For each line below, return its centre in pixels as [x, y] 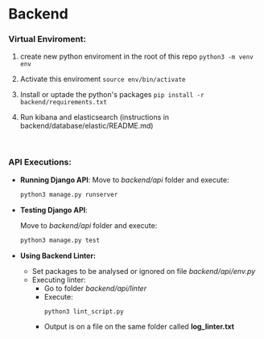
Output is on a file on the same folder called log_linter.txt [139, 327]
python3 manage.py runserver [69, 194]
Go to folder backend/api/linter [95, 288]
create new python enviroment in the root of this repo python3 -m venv [136, 56]
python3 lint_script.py [84, 311]
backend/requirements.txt [63, 102]
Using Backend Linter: [58, 255]
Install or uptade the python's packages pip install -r [112, 95]
